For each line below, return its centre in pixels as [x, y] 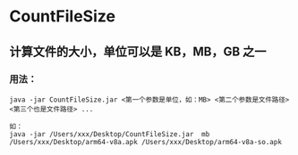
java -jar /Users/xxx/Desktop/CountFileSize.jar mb [110, 134]
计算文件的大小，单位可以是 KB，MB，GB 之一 [138, 51]
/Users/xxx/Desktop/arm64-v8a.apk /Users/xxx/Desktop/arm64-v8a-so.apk [145, 142]
